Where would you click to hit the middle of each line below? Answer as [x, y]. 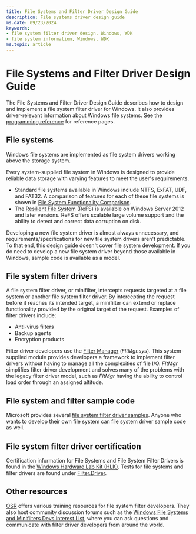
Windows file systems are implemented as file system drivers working [91, 154]
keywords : [18, 28]
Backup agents [33, 333]
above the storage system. [38, 161]
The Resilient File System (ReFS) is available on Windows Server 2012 [99, 209]
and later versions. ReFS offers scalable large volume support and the [99, 215]
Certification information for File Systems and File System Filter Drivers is [95, 461]
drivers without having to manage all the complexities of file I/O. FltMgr [92, 363]
